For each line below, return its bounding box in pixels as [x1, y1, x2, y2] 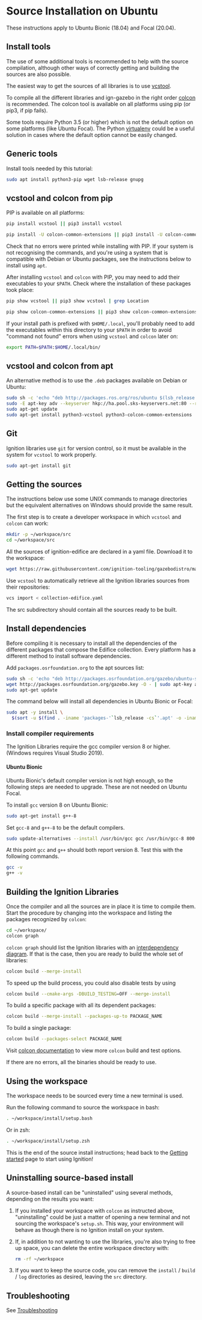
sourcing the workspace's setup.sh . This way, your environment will [14, 1220, 184, 1227]
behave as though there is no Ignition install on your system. [14, 1226, 164, 1233]
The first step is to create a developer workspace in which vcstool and [6, 513, 182, 521]
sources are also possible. [6, 71, 71, 78]
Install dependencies [6, 623, 87, 634]
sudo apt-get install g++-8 [6, 813, 77, 819]
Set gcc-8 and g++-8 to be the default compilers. [6, 823, 125, 831]
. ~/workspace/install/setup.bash [6, 1115, 93, 1122]
